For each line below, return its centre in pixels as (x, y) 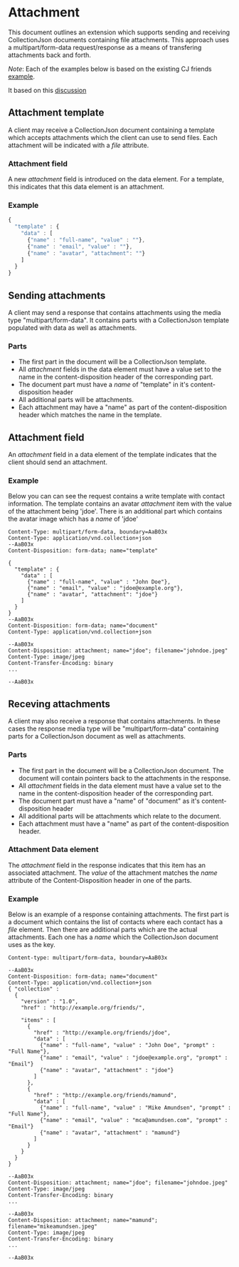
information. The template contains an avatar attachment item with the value (120, 504)
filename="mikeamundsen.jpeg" (53, 1227)
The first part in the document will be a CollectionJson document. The (121, 770)
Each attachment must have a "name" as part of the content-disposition (124, 823)
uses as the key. (32, 945)
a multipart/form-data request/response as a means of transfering (105, 47)
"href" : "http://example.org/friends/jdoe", (102, 1033)
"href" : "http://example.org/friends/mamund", (105, 1096)
